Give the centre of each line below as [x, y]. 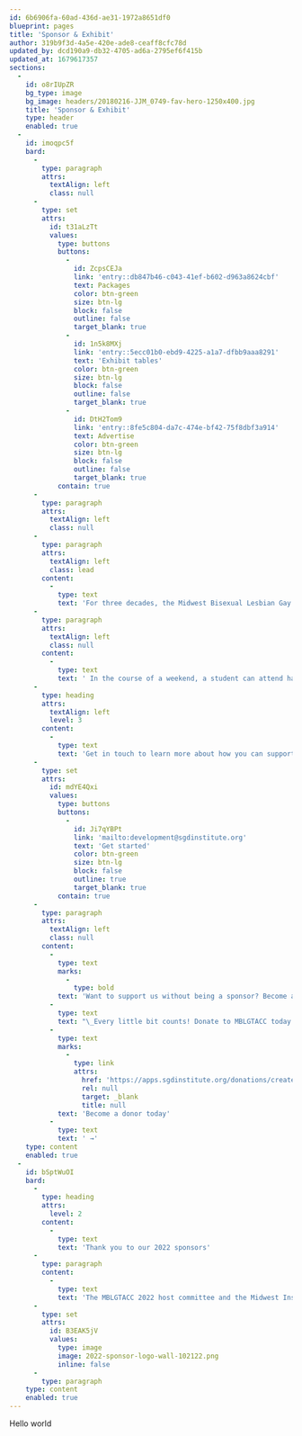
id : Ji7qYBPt [98, 829]
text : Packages [102, 285]
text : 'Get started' [112, 846]
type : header [50, 118]
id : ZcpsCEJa [98, 269]
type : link [94, 1064]
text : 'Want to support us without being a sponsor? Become [172, 996]
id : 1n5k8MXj [98, 344]
